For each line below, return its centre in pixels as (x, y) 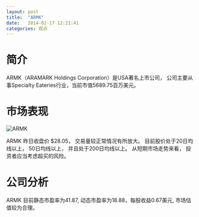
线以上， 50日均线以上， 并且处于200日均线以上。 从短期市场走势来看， (95, 149)
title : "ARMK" (25, 17)
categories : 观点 (27, 28)
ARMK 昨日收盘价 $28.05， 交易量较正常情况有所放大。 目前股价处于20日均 (100, 141)
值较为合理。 (22, 208)
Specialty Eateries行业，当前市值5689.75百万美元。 (75, 85)
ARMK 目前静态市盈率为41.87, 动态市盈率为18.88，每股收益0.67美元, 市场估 (99, 200)
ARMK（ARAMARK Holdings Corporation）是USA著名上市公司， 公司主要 (97, 78)
